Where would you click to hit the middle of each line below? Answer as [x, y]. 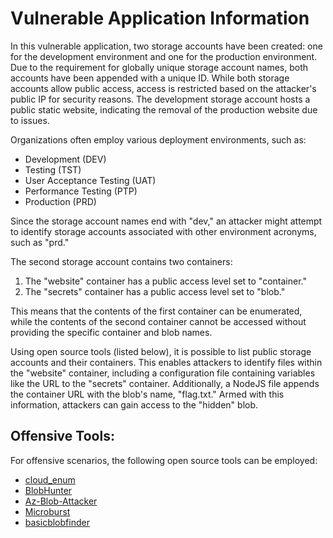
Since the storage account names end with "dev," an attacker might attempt [166, 221]
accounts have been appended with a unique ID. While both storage [150, 78]
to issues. [30, 120]
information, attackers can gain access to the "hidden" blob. [134, 404]
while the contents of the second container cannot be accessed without [158, 321]
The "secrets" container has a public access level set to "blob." [155, 291]
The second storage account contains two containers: [121, 261]
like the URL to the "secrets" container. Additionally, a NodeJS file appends [165, 383]
